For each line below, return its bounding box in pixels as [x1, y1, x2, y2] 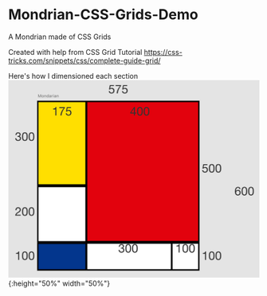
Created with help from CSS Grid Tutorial [8, 47, 143, 56]
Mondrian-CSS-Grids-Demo [8, 6, 198, 24]
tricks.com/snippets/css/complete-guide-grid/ [8, 56, 161, 65]
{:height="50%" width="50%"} [8, 278, 111, 288]
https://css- [143, 47, 183, 56]
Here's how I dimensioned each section [8, 71, 138, 80]
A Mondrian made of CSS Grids [8, 32, 112, 41]
